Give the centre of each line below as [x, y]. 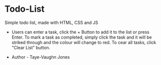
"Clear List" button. [31, 47]
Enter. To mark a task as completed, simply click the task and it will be [82, 37]
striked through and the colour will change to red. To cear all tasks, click [84, 42]
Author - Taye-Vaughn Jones [41, 57]
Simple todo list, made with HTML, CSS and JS [51, 22]
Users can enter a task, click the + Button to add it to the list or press [80, 32]
